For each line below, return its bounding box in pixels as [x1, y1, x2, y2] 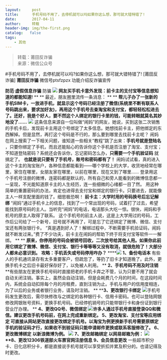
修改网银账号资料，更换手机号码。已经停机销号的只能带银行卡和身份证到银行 [5, 300, 162, 306]
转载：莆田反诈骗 [17, 54, 53, 60]
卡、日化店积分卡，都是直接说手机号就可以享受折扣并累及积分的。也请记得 [5, 343, 158, 349]
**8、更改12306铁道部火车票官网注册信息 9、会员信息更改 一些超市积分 [5, 337, 155, 343]
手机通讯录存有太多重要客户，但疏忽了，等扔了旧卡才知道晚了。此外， [13, 256, 158, 262]
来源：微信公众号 [17, 60, 53, 66]
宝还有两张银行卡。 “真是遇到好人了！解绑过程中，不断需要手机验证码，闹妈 [5, 225, 161, 231]
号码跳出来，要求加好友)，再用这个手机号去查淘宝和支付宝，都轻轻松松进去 [5, 106, 160, 112]
